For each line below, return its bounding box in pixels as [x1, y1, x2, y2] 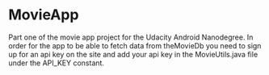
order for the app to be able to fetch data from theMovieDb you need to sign [8, 40, 262, 50]
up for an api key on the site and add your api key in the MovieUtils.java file [8, 49, 258, 59]
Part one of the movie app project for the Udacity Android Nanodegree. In [8, 32, 254, 42]
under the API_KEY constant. [8, 58, 105, 68]
